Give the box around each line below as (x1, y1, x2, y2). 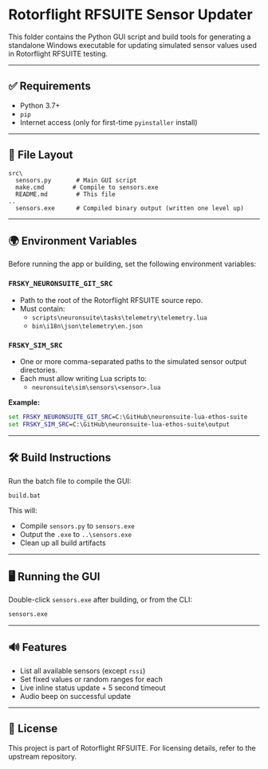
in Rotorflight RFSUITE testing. (8, 49, 108, 58)
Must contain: (19, 304, 65, 313)
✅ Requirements (8, 80, 92, 93)
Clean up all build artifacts (19, 538, 106, 547)
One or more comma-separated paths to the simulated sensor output (19, 356, 247, 366)
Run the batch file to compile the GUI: (8, 476, 132, 485)
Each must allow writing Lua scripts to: (19, 373, 148, 383)
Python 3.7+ (19, 100, 61, 110)
